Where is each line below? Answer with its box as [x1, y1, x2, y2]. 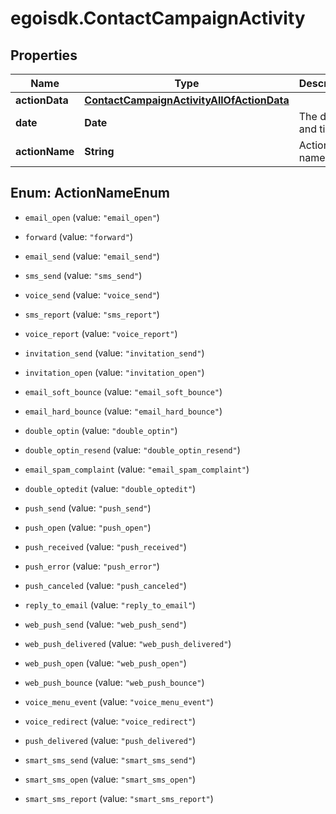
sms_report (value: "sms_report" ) [24, 308, 160, 320]
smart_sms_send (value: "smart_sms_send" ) [24, 753, 197, 766]
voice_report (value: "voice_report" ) [24, 327, 178, 339]
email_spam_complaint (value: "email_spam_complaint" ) [24, 463, 250, 475]
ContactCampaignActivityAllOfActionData [84, 93, 290, 107]
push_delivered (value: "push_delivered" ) [24, 734, 197, 746]
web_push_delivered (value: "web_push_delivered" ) [24, 637, 232, 649]
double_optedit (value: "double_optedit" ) [24, 482, 197, 494]
